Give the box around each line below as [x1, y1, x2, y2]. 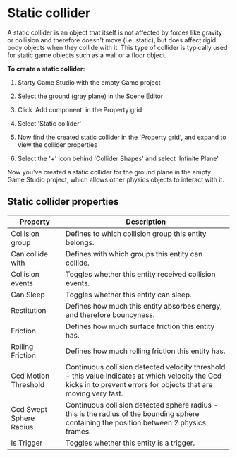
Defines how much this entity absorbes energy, [66, 301, 222, 311]
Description [126, 217, 166, 227]
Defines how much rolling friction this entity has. [66, 346, 226, 356]
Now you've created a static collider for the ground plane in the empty [7, 167, 212, 176]
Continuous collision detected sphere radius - [66, 400, 219, 410]
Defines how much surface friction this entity [66, 321, 215, 331]
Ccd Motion [11, 371, 50, 381]
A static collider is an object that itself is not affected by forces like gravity [7, 28, 222, 37]
